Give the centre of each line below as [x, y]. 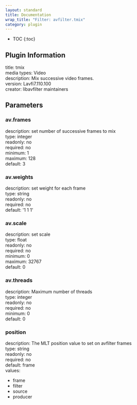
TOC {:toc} [24, 39]
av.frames [18, 120]
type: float [16, 240]
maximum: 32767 [23, 261]
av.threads [19, 280]
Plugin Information [35, 55]
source [20, 391]
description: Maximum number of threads [49, 291]
